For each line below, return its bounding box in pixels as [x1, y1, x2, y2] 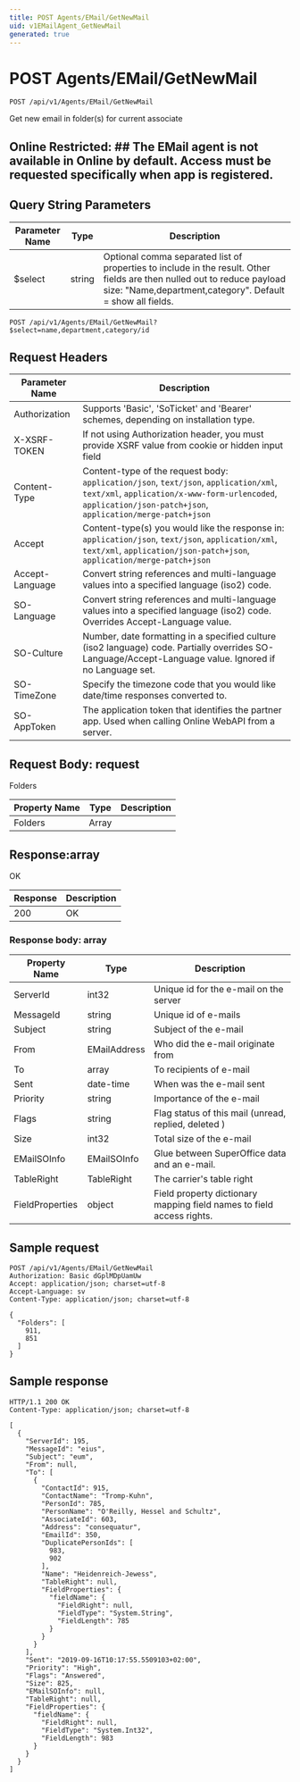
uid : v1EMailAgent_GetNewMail [9, 21, 122, 30]
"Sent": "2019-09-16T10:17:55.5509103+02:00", [25, 1655, 202, 1664]
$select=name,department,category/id [9, 325, 150, 335]
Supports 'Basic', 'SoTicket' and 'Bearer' [82, 403, 253, 415]
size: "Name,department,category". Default [103, 283, 286, 296]
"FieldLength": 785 [56, 1616, 129, 1626]
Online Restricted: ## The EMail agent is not [9, 139, 259, 155]
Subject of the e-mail [154, 1024, 244, 1036]
